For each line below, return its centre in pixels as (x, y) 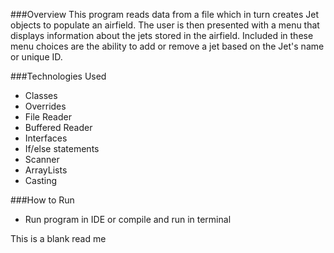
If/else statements (62, 148)
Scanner (42, 159)
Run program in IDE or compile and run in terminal (128, 219)
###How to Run (42, 200)
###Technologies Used (58, 76)
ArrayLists (46, 170)
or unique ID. (36, 57)
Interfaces (46, 138)
